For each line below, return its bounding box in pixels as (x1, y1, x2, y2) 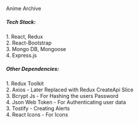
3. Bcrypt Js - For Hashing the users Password (6, 92, 119, 99)
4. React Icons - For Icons (6, 111, 68, 118)
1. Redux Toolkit (6, 80, 44, 87)
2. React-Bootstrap (6, 39, 52, 46)
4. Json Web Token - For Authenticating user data (6, 98, 126, 105)
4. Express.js (6, 52, 37, 59)
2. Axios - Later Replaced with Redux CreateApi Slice (6, 86, 134, 93)
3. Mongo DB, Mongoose (6, 45, 67, 52)
